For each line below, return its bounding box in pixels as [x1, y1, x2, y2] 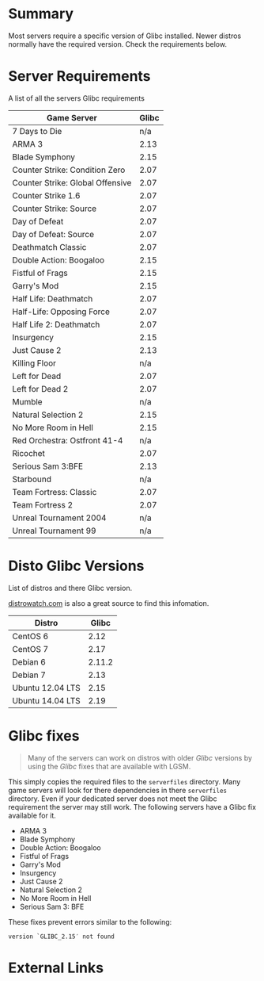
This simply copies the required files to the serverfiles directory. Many [8, 776, 241, 786]
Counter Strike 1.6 [12, 190, 81, 201]
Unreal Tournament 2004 [12, 512, 107, 523]
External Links [8, 959, 104, 976]
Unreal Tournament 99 [12, 525, 96, 536]
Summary [8, 5, 74, 23]
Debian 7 [12, 669, 46, 680]
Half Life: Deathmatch [12, 293, 93, 304]
